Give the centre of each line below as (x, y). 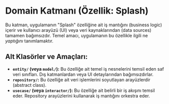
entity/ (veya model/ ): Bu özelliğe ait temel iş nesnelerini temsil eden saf (88, 69)
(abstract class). (30, 85)
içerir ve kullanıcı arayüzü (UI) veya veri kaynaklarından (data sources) (78, 30)
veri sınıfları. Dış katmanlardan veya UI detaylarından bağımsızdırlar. (83, 74)
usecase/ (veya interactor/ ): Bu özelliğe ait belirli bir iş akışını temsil (84, 90)
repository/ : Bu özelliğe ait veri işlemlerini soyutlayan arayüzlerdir (81, 80)
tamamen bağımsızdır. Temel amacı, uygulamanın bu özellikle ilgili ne (76, 35)
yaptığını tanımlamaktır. (30, 41)
